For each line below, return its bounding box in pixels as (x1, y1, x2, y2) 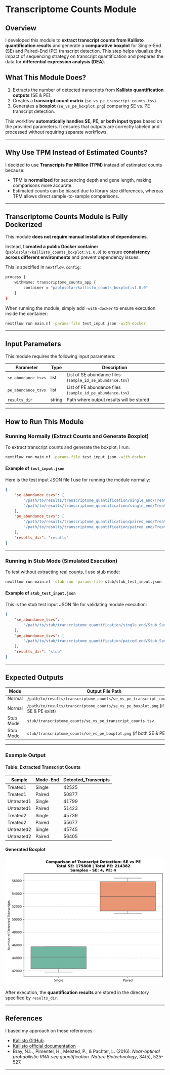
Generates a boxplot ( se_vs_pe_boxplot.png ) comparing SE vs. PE (12, 103, 150, 109)
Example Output (5, 751, 46, 759)
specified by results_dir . (5, 994, 59, 1001)
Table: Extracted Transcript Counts (5, 764, 81, 770)
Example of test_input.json (5, 465, 65, 471)
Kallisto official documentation (12, 1043, 76, 1049)
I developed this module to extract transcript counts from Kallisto (5, 37, 144, 43)
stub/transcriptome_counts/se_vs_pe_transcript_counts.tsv (27, 719, 154, 724)
